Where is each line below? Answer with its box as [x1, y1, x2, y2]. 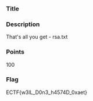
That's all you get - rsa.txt [6, 34, 68, 41]
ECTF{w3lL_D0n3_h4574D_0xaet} [6, 89, 88, 96]
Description [6, 20, 40, 28]
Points [6, 48, 25, 56]
